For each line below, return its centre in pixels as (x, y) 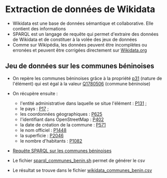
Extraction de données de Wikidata (80, 9)
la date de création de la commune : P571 (63, 124)
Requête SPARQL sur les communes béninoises (62, 151)
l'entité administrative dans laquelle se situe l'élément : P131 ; (83, 103)
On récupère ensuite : (35, 93)
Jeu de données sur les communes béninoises (80, 66)
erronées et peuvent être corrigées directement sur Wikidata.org (80, 50)
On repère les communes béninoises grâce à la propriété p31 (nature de (87, 78)
